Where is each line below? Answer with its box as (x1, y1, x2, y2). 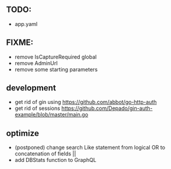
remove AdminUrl (14, 59, 58, 67)
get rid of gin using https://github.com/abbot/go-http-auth (14, 99, 157, 106)
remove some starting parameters (14, 66, 98, 73)
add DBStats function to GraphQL (14, 157, 96, 164)
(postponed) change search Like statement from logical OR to (14, 144, 166, 151)
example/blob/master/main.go (14, 111, 89, 118)
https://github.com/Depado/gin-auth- (61, 105, 153, 112)
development (6, 83, 56, 93)
